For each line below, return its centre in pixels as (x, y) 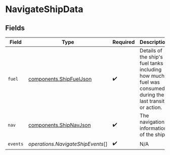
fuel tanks (152, 63)
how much (152, 76)
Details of (151, 50)
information (153, 128)
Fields (15, 28)
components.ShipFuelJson (60, 79)
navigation (152, 122)
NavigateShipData (44, 9)
